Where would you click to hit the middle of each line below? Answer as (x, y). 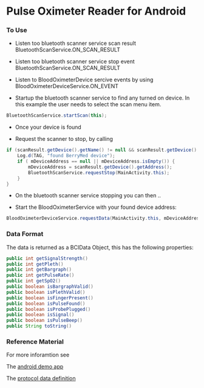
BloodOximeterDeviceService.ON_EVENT (67, 86)
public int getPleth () (35, 264)
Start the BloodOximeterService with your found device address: (96, 207)
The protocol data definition (41, 378)
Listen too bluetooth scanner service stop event (75, 61)
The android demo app (35, 367)
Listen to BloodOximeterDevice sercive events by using (84, 80)
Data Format (25, 234)
